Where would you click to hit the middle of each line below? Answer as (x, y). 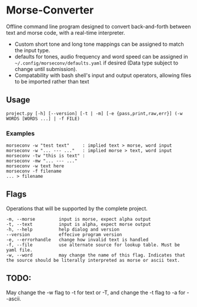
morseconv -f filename (34, 171)
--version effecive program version (64, 235)
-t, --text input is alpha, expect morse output (79, 224)
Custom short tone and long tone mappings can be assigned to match (99, 44)
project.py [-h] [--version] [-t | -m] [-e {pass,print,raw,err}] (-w (94, 113)
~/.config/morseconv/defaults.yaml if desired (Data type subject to (96, 63)
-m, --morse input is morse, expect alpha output (79, 219)
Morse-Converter (50, 10)
